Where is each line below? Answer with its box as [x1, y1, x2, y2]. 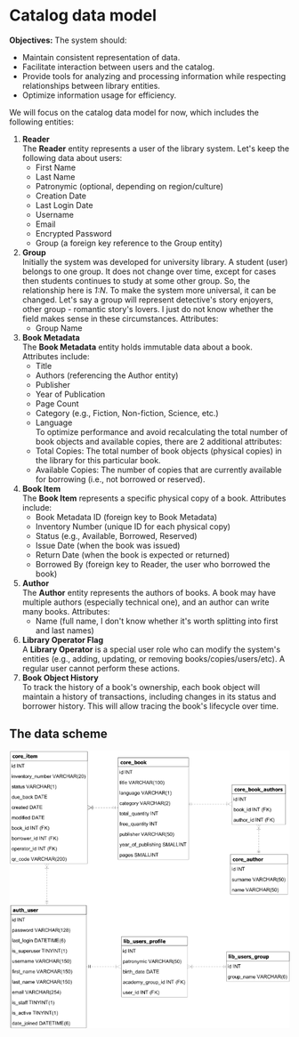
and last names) [35, 624, 95, 636]
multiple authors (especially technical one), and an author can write [21, 597, 270, 607]
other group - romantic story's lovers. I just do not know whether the [21, 303, 274, 314]
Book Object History [21, 672, 100, 683]
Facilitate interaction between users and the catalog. [21, 61, 215, 72]
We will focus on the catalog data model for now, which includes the [9, 107, 260, 117]
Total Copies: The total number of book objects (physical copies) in [35, 446, 282, 456]
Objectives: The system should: [9, 35, 127, 45]
